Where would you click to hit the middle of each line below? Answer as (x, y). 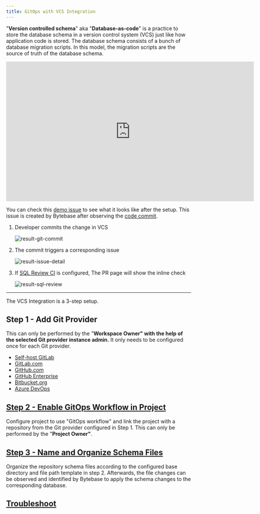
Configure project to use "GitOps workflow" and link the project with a (91, 422)
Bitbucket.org (31, 382)
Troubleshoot (31, 504)
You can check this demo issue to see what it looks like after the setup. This (98, 209)
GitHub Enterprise (36, 376)
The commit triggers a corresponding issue (67, 250)
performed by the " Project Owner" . (49, 434)
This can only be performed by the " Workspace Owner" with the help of (94, 333)
